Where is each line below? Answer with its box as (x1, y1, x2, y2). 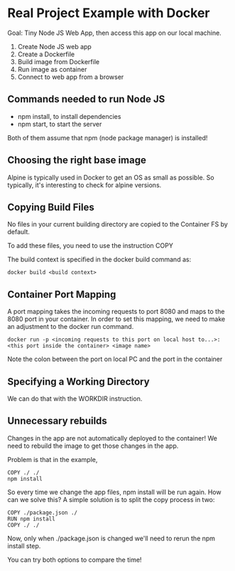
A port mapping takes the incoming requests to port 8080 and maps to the (7, 308, 225, 316)
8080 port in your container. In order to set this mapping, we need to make (7, 315, 226, 323)
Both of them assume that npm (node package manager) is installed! (7, 133, 208, 142)
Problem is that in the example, (7, 455, 98, 463)
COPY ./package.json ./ (7, 509, 78, 516)
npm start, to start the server (17, 120, 102, 128)
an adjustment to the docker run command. (7, 323, 134, 331)
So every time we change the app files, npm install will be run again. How (7, 488, 222, 496)
